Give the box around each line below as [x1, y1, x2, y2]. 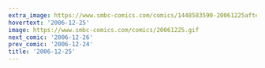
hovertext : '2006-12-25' [8, 19, 90, 27]
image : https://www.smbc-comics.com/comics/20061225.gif [8, 26, 200, 34]
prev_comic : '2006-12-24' [8, 41, 93, 48]
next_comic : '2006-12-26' [8, 33, 93, 41]
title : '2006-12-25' [8, 48, 77, 55]
